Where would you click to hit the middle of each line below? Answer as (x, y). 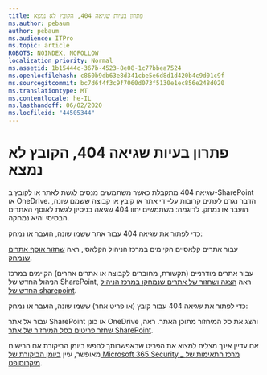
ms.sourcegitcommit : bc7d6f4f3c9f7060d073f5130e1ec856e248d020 (117, 83)
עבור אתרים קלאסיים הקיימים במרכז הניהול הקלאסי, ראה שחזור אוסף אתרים (123, 249)
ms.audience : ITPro (41, 38)
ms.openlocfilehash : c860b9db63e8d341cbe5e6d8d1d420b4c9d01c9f (117, 76)
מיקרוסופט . (25, 362)
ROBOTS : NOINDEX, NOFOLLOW (53, 53)
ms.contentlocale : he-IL (50, 98)
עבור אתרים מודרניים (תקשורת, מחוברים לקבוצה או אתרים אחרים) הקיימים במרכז (131, 273)
